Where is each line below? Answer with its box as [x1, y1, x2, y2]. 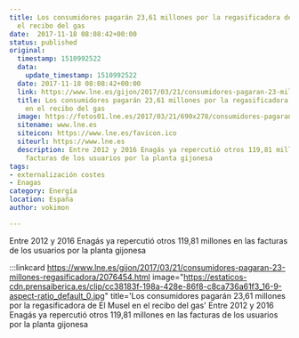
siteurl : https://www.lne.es [17, 137, 125, 146]
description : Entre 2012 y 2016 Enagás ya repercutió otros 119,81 [17, 145, 273, 154]
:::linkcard [9, 262, 46, 272]
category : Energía [9, 187, 77, 196]
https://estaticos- [183, 271, 247, 282]
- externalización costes [9, 170, 105, 179]
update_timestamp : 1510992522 [25, 71, 138, 80]
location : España [9, 195, 74, 205]
